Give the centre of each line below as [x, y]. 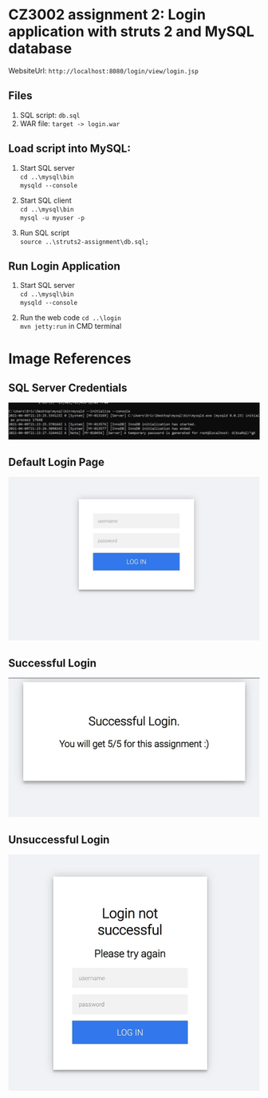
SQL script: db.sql [50, 115]
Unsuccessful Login [59, 839]
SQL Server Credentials [68, 387]
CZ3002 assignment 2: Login [107, 15]
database [40, 49]
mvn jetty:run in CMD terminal [71, 326]
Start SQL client [45, 200]
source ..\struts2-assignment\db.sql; [84, 242]
